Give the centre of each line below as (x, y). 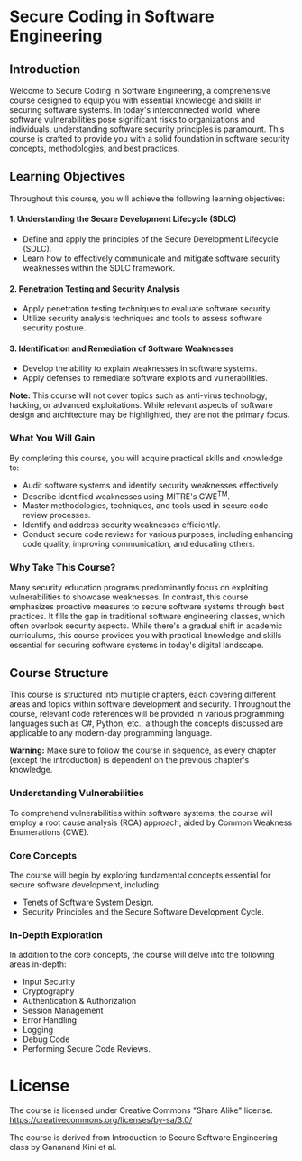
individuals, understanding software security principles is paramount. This (147, 129)
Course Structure (59, 673)
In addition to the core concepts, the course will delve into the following (142, 955)
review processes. (56, 515)
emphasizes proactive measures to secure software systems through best (147, 606)
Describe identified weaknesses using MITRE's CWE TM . (126, 496)
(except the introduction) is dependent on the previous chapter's (129, 760)
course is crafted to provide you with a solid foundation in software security (150, 139)
